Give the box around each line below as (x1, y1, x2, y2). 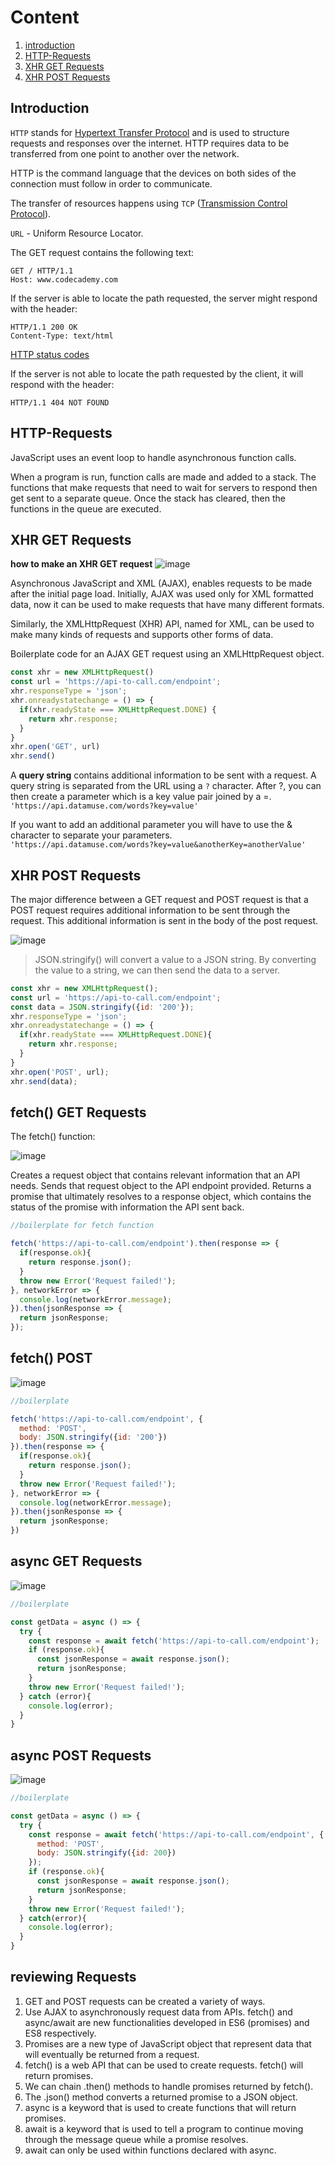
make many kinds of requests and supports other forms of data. (10, 629, 274, 641)
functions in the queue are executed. (10, 502, 162, 515)
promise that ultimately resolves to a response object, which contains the (10, 1191, 312, 1203)
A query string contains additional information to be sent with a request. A (10, 769, 317, 781)
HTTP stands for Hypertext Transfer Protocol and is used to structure (10, 126, 290, 138)
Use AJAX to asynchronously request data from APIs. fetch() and (24, 2006, 293, 2018)
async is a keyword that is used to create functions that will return (24, 2101, 297, 2113)
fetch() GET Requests (10, 1104, 147, 1121)
